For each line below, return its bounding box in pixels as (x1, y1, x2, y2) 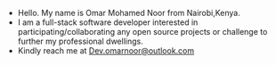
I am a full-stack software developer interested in (17, 17, 199, 28)
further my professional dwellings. (17, 36, 144, 46)
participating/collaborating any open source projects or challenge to (17, 27, 268, 37)
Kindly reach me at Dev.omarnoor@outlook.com (17, 45, 195, 56)
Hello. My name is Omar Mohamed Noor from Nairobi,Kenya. (17, 8, 240, 18)
